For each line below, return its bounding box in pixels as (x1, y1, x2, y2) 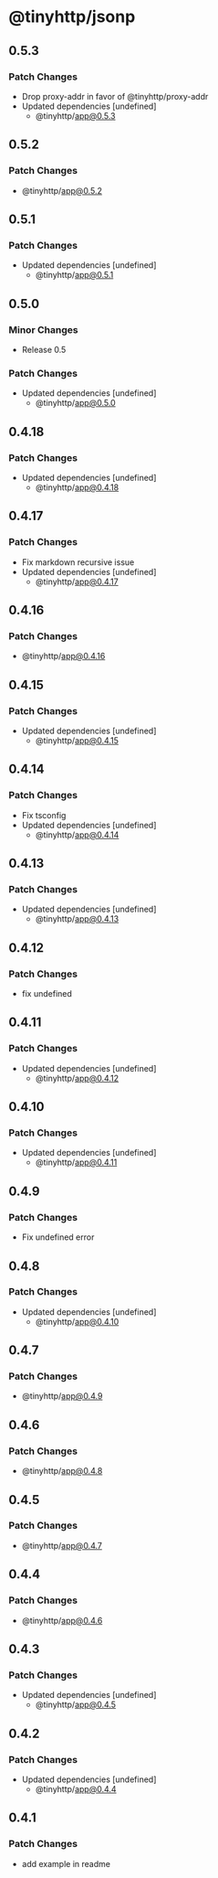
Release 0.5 (21, 344, 67, 355)
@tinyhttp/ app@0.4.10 (35, 1316, 119, 1327)
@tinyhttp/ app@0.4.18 (35, 482, 119, 493)
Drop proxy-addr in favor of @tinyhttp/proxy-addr (21, 91, 209, 101)
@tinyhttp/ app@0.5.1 (35, 270, 114, 281)
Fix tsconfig (21, 809, 67, 820)
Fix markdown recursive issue (21, 556, 135, 568)
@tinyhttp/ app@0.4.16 (21, 651, 106, 662)
